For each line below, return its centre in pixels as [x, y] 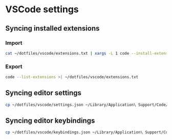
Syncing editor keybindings [50, 121]
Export [14, 66]
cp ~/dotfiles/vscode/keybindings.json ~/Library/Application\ [74, 132]
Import [14, 43]
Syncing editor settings [44, 93]
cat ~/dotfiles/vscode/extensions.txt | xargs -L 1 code [67, 53]
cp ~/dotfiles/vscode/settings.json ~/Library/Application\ [71, 105]
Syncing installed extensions [52, 28]
